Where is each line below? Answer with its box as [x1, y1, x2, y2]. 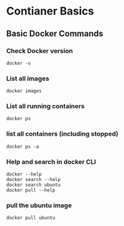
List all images [6, 74, 50, 82]
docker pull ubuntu [6, 215, 56, 221]
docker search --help [6, 177, 61, 183]
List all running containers [6, 102, 85, 110]
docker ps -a [6, 144, 39, 150]
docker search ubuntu [6, 182, 61, 188]
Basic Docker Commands [6, 28, 104, 39]
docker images [6, 88, 42, 95]
